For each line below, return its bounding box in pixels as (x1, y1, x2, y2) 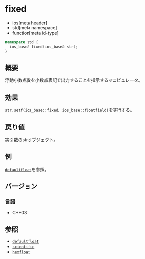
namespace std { (5, 39, 38, 45)
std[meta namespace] (12, 25, 57, 30)
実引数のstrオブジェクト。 (5, 137, 58, 143)
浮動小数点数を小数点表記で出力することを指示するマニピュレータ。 (5, 78, 143, 83)
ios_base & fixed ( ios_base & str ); (9, 44, 78, 49)
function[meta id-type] (12, 30, 58, 36)
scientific (12, 244, 35, 250)
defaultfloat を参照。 (5, 166, 49, 172)
